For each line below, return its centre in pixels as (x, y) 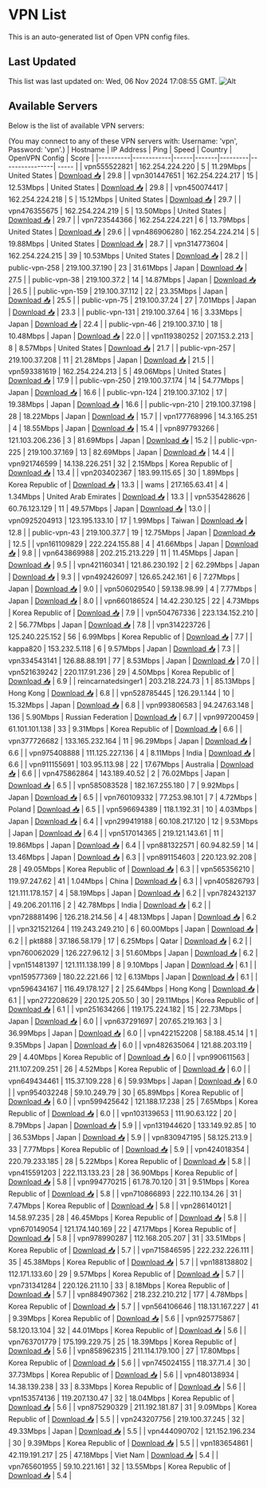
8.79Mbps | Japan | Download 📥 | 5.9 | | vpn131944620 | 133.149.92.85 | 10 (132, 1125)
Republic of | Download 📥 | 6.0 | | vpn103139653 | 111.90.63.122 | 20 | (122, 1113)
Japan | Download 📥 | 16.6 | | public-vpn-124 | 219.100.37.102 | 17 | (118, 392)
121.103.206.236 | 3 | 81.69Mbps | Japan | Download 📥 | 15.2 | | (112, 440)
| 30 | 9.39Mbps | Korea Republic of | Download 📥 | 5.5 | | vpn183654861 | (131, 1443)
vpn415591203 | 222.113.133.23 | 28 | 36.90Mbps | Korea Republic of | (123, 1172)
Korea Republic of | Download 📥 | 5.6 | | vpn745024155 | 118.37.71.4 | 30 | (130, 1363)
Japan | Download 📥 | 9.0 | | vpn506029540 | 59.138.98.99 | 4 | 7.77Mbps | (133, 589)
